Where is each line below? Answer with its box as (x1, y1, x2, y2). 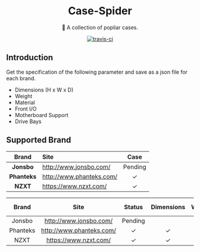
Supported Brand (6, 135, 71, 145)
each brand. (6, 74, 36, 81)
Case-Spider (68, 4, 132, 18)
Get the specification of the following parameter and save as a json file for (6, 68, 188, 75)
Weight (14, 92, 33, 99)
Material (14, 99, 35, 106)
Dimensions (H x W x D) (14, 86, 74, 93)
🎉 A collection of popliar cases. (61, 24, 139, 31)
